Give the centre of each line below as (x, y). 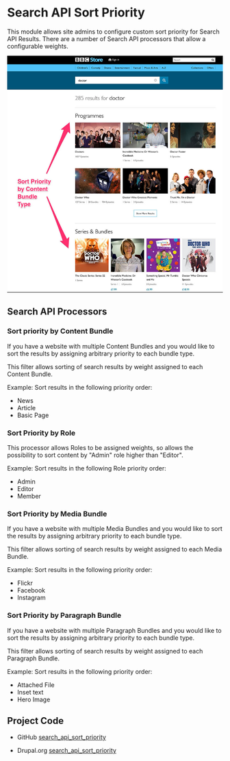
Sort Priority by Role (41, 433)
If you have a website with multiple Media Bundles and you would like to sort (115, 529)
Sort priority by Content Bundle (60, 332)
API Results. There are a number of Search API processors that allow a (106, 38)
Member (29, 496)
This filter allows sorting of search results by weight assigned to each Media (115, 549)
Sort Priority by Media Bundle (57, 514)
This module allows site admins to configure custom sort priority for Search (114, 32)
